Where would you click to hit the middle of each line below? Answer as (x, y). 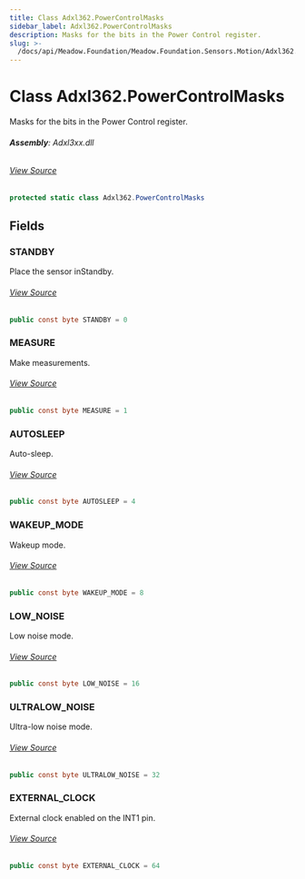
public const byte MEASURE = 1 (69, 411)
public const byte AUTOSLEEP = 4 (73, 502)
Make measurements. (50, 362)
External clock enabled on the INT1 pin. (83, 817)
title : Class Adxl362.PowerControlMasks (87, 18)
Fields (27, 227)
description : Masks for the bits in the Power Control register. (135, 35)
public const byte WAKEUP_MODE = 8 (77, 593)
